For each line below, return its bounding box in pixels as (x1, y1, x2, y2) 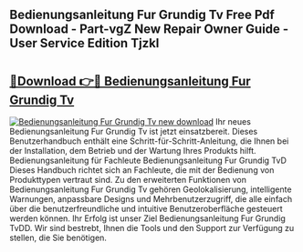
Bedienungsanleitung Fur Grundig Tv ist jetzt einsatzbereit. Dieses (9, 126, 258, 136)
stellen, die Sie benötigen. (9, 232, 108, 243)
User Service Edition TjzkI (9, 35, 160, 51)
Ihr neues (215, 116, 251, 126)
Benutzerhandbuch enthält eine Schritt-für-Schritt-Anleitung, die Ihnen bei (9, 136, 289, 146)
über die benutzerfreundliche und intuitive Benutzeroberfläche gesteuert (9, 204, 283, 214)
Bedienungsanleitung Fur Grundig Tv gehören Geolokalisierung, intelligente (9, 184, 292, 195)
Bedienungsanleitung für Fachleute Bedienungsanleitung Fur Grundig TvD (9, 155, 287, 166)
